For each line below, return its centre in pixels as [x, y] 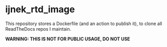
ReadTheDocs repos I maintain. [38, 29]
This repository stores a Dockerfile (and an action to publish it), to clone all [84, 24]
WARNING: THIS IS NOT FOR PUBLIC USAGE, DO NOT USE [68, 39]
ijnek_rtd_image [40, 9]
